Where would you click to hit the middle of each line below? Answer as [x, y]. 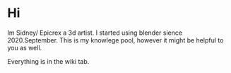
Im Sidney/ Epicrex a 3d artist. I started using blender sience [95, 33]
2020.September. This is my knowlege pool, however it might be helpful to [115, 40]
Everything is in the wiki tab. [48, 61]
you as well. [25, 47]
